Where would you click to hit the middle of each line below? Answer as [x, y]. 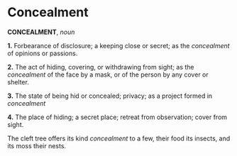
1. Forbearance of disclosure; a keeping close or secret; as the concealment [118, 45]
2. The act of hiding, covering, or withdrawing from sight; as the [101, 67]
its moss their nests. [37, 145]
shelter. [18, 82]
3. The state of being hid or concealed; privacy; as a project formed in [110, 96]
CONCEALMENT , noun [41, 32]
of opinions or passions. [43, 53]
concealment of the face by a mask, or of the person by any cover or [108, 74]
